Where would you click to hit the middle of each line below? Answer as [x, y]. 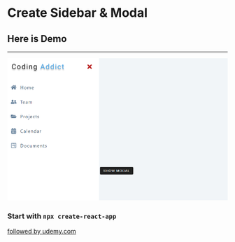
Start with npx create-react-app [62, 216]
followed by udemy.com [42, 232]
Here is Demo [37, 39]
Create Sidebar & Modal [78, 13]
